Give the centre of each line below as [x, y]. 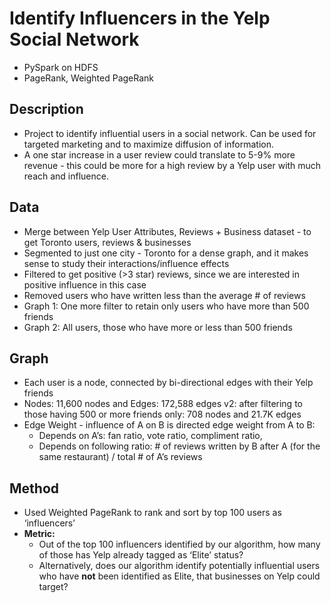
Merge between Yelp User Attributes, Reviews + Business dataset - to [167, 231]
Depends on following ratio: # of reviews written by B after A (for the [179, 446]
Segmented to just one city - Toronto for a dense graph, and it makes [166, 253]
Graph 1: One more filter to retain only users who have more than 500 [166, 306]
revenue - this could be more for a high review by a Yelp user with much [172, 165]
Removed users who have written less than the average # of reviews [164, 295]
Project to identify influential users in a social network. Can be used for [170, 133]
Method [34, 488]
